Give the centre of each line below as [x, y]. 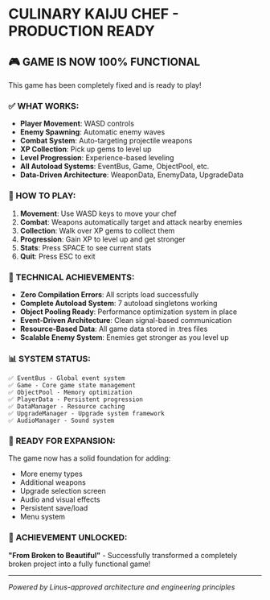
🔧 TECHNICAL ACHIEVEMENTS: [72, 277]
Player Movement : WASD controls [77, 124]
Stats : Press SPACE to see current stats [86, 247]
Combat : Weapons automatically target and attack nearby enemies [131, 221]
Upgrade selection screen [63, 491]
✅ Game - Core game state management [72, 386]
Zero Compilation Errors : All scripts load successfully [109, 294]
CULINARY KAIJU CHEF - [94, 14]
